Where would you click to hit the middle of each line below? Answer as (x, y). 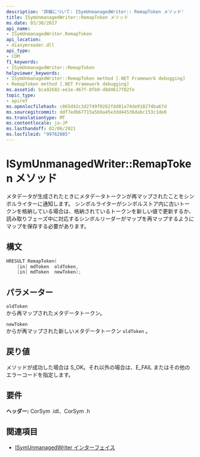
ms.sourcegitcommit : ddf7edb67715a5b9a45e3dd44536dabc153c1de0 (87, 112)
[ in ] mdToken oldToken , (48, 267)
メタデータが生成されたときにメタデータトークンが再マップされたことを (95, 196)
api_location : (24, 40)
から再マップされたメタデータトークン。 (56, 313)
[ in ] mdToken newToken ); (49, 272)
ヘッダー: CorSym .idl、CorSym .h (48, 411)
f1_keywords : (22, 62)
